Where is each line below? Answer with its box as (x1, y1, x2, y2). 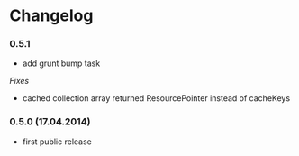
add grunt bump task (22, 58, 101, 69)
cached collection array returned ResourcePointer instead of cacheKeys (22, 93, 291, 104)
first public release (22, 136, 92, 147)
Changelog (9, 5, 94, 26)
